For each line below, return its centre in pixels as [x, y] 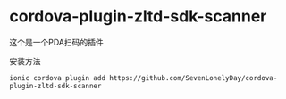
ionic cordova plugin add [57, 78]
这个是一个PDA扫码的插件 [57, 42]
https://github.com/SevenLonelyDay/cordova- [193, 78]
